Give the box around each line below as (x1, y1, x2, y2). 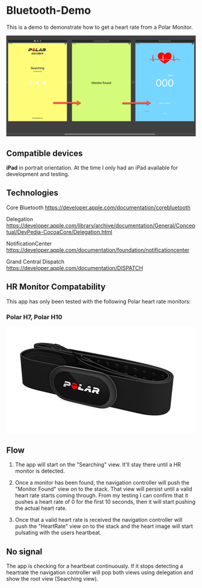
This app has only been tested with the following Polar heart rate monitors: (6, 298, 191, 305)
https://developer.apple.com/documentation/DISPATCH (6, 264, 143, 271)
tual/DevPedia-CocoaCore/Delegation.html (6, 228, 112, 235)
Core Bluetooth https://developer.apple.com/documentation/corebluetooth (6, 204, 191, 211)
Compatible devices (6, 148, 83, 158)
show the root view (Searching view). (6, 575, 99, 583)
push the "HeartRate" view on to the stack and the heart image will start (14, 522, 194, 530)
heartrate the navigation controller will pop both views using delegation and (6, 569, 194, 576)
